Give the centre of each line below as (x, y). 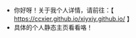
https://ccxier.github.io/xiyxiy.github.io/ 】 (73, 19)
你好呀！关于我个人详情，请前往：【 (64, 10)
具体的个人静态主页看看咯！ (53, 27)
